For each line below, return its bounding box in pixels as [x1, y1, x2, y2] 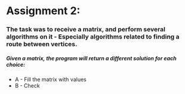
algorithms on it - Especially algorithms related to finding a [6, 33, 180, 41]
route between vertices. [6, 40, 78, 48]
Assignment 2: [6, 4, 81, 18]
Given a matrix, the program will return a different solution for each [6, 54, 177, 61]
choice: [6, 61, 26, 68]
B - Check [14, 82, 40, 89]
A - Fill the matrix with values [14, 76, 87, 83]
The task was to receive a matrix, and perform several [6, 25, 166, 34]
